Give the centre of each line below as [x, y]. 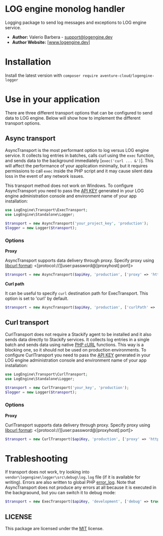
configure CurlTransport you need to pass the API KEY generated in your [78, 355]
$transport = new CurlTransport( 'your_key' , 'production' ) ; [67, 388]
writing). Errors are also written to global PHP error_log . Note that [70, 482]
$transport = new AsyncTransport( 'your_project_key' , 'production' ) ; [77, 223]
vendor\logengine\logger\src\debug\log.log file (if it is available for [73, 477]
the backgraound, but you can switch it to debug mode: [60, 493]
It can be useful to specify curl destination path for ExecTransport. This [77, 294]
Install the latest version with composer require [51, 75]
